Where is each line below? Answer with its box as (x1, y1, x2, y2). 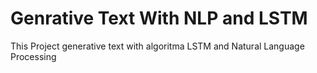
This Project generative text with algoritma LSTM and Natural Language (10, 40, 305, 52)
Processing (10, 50, 57, 62)
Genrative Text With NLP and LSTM (10, 7, 308, 30)
